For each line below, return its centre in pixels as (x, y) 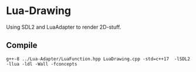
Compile (22, 45)
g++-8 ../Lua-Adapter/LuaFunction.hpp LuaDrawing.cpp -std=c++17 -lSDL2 (98, 59)
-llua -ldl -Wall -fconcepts (42, 64)
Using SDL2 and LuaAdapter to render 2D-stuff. (64, 27)
